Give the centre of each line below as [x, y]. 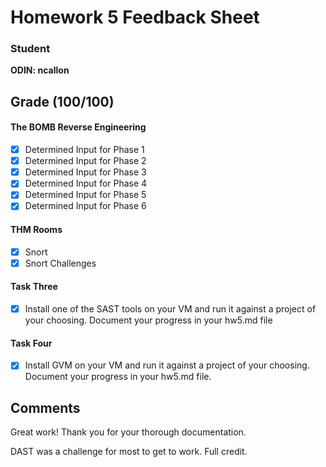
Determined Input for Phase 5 [85, 195]
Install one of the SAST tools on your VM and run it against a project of [170, 308]
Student [30, 49]
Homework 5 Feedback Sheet [135, 17]
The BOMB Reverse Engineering [78, 127]
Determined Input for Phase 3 [85, 172]
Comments [45, 407]
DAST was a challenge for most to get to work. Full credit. [129, 452]
